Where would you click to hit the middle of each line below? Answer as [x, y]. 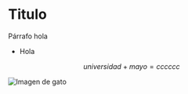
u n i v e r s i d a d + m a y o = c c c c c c [132, 66]
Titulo [27, 14]
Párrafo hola [28, 36]
